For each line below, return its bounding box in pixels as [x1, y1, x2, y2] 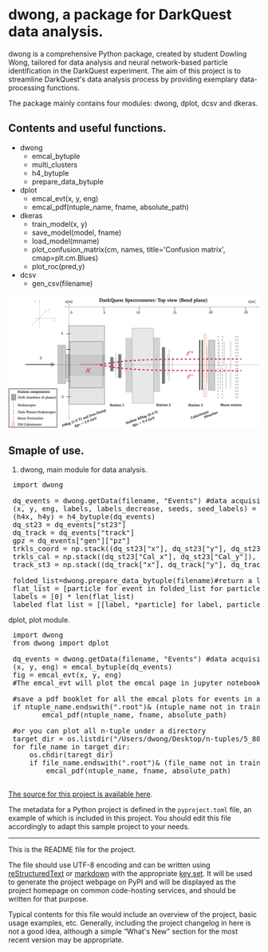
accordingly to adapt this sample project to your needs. [8, 822, 190, 831]
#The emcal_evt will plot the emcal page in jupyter [12, 679, 223, 688]
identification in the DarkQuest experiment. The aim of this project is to [8, 65, 242, 75]
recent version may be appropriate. [8, 935, 124, 945]
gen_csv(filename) [31, 278, 93, 288]
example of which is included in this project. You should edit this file [8, 813, 231, 823]
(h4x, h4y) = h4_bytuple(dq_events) [12, 513, 156, 522]
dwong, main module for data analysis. [19, 465, 148, 474]
